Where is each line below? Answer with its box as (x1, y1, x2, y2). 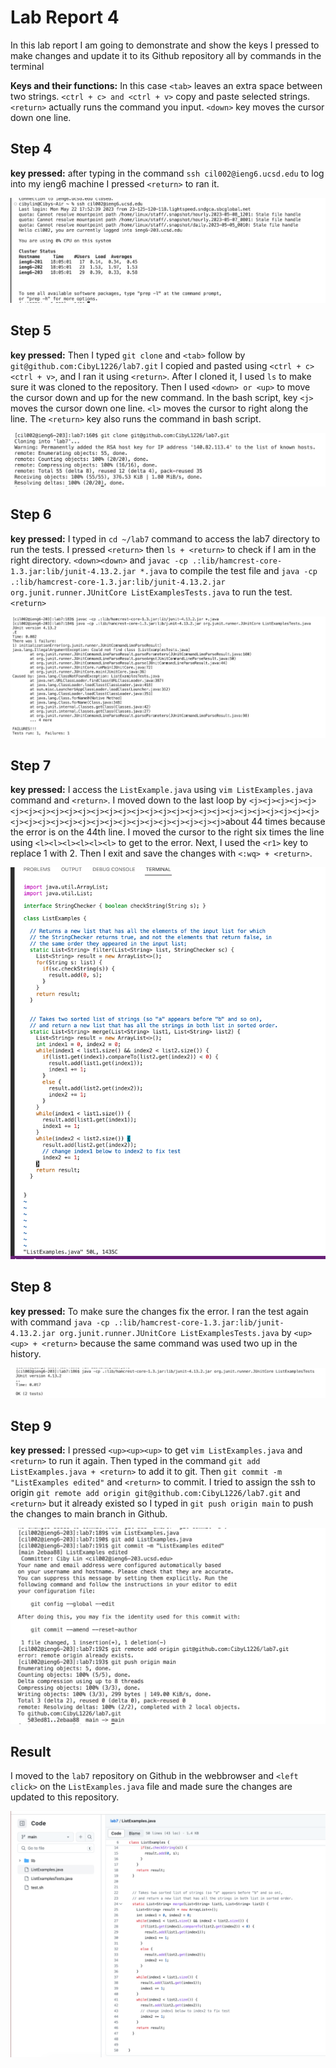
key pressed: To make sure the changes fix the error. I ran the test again (10, 1305, 309, 1317)
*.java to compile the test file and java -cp (139, 564, 318, 576)
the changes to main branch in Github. (10, 1508, 168, 1520)
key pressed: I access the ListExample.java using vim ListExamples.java (10, 784, 313, 796)
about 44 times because (224, 816, 326, 828)
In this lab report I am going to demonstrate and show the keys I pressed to (10, 39, 320, 51)
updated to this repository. (10, 1791, 120, 1803)
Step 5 (10, 322, 52, 340)
